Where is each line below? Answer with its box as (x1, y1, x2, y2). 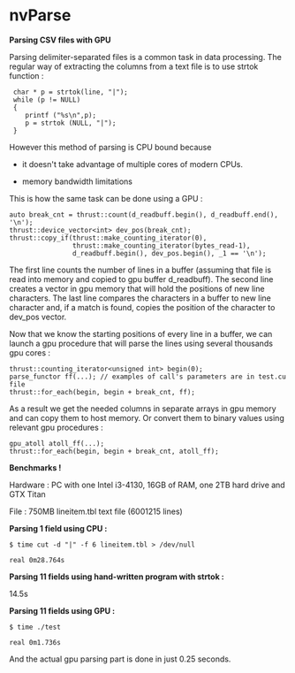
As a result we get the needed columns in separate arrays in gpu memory (9, 403, 276, 414)
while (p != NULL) (12, 95, 81, 104)
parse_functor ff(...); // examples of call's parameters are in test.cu (9, 372, 287, 381)
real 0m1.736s (9, 638, 62, 646)
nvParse (9, 5, 72, 26)
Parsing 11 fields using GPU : (9, 605, 116, 616)
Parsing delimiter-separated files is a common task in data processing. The (9, 51, 283, 62)
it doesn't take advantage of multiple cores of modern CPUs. (21, 158, 244, 169)
